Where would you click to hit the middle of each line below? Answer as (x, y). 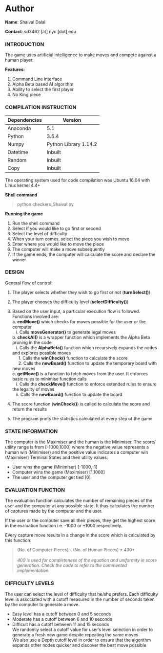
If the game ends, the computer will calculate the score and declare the (84, 254)
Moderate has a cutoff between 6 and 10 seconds (62, 619)
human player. (19, 60)
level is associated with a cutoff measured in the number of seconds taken (80, 599)
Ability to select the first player (43, 90)
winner (19, 259)
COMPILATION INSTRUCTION (41, 107)
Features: (15, 69)
